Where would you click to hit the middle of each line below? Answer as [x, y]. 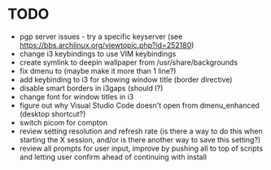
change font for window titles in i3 [76, 96]
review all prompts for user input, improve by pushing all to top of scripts [141, 148]
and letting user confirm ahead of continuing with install [113, 157]
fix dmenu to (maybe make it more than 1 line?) [98, 70]
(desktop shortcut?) [52, 113]
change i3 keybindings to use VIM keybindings [98, 53]
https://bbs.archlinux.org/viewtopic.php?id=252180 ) [107, 45]
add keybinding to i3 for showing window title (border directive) [126, 79]
